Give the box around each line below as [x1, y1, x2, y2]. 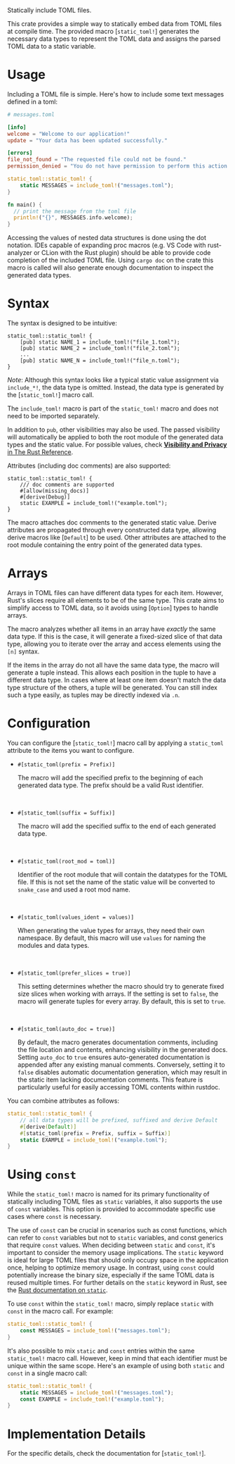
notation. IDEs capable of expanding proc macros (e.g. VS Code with [7, 241, 206, 249]
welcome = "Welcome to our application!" [7, 130, 130, 137]
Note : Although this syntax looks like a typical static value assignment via [7, 376, 219, 384]
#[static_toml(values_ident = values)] [17, 914, 135, 921]
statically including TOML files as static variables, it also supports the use [7, 1197, 222, 1206]
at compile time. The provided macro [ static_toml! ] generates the [7, 27, 200, 35]
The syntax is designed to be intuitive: [7, 319, 117, 327]
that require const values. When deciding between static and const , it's [7, 1241, 215, 1249]
